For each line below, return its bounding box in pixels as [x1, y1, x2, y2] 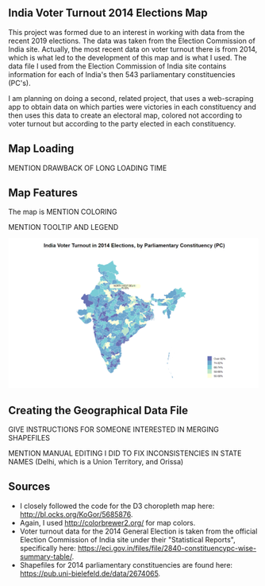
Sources [8, 480, 51, 494]
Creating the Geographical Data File [8, 403, 189, 417]
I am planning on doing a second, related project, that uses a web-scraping [8, 93, 254, 103]
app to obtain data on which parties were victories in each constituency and [8, 102, 256, 111]
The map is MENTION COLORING [8, 207, 117, 217]
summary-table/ [19, 552, 73, 561]
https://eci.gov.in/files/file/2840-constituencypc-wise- [78, 543, 256, 553]
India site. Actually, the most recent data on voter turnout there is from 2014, [8, 44, 258, 54]
